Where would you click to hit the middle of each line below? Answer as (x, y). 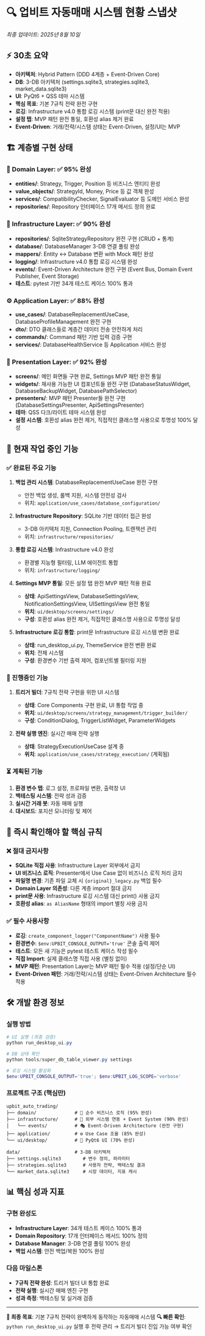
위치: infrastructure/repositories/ (69, 536)
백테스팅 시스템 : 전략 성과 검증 (51, 795)
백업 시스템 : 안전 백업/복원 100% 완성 (60, 1251)
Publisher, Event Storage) (47, 276)
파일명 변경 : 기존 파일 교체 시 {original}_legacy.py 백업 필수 (88, 881)
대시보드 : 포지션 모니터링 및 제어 (53, 811)
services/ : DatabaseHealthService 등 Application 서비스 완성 (91, 345)
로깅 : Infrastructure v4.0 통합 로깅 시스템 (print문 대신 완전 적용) (92, 111)
